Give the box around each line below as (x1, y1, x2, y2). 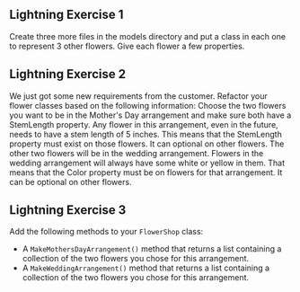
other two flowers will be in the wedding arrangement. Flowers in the (9, 147, 264, 158)
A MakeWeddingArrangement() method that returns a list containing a (22, 262, 270, 273)
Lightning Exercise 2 (9, 66, 127, 82)
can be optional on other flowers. (9, 176, 132, 187)
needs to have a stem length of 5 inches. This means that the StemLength (9, 128, 283, 139)
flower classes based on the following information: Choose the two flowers (9, 100, 287, 111)
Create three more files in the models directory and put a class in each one (9, 31, 286, 41)
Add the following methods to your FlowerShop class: (9, 226, 204, 237)
